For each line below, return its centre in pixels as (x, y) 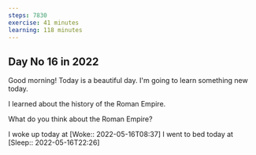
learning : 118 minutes (45, 30)
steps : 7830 (28, 15)
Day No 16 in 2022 (54, 61)
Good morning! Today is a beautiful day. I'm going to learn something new (128, 81)
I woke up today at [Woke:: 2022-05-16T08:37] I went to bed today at (121, 135)
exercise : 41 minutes (44, 23)
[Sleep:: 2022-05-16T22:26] (54, 142)
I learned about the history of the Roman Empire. (87, 104)
